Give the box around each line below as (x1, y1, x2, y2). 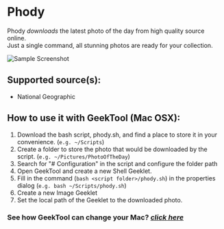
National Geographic (16, 92, 75, 100)
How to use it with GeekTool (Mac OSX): (7, 112, 181, 124)
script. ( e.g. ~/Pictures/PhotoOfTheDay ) (16, 152, 130, 161)
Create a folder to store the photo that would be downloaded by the (16, 145, 208, 153)
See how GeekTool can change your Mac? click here (7, 213, 184, 222)
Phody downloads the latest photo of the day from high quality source (7, 27, 205, 35)
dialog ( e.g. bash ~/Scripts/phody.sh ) (16, 181, 127, 189)
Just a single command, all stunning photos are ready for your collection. (7, 41, 214, 49)
